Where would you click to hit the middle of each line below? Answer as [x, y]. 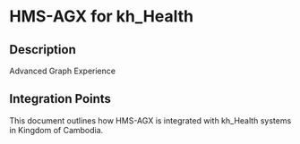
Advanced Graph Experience [63, 71]
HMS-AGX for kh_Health [102, 17]
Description [43, 50]
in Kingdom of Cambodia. [56, 130]
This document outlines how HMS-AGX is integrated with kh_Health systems [150, 120]
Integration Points [60, 99]
